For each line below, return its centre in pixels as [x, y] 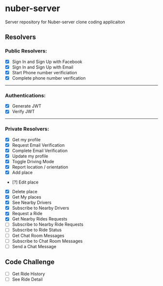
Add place [22, 172]
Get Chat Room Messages [38, 236]
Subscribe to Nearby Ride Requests [48, 224]
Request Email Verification [38, 145]
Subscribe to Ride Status [37, 230]
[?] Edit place [25, 182]
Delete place [25, 192]
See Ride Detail [27, 279]
